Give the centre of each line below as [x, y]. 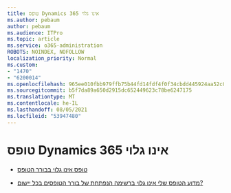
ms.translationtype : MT [41, 97]
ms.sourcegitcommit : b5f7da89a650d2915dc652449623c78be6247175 [100, 90]
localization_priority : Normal [52, 59]
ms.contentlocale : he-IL [43, 103]
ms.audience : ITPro [35, 33]
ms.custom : [23, 65]
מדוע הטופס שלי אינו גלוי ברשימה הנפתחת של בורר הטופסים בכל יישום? [110, 183]
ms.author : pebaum [33, 20]
